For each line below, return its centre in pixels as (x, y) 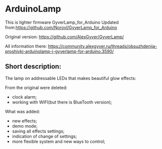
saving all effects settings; (38, 131)
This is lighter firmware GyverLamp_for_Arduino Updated (62, 22)
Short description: (33, 67)
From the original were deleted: (36, 88)
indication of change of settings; (44, 136)
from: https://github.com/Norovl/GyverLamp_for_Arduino (61, 27)
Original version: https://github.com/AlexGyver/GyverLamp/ (65, 37)
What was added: (23, 111)
